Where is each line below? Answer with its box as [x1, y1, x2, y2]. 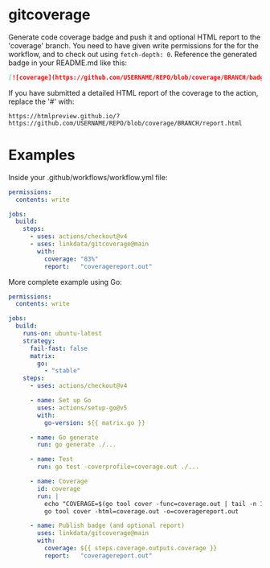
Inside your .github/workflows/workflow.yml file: [8, 172, 168, 182]
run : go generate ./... [37, 441, 117, 449]
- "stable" [43, 367, 81, 375]
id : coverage [37, 484, 81, 492]
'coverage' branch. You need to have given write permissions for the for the [8, 40, 259, 50]
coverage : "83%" [43, 255, 99, 263]
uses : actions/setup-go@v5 [37, 404, 128, 412]
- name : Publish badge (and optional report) [29, 521, 185, 530]
